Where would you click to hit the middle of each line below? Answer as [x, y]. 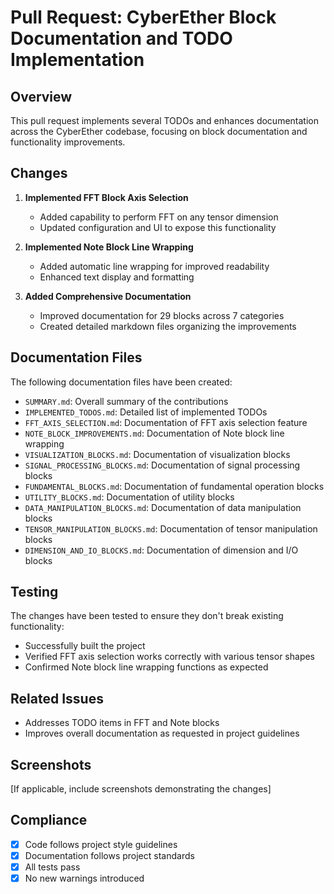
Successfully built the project [85, 646]
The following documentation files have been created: [121, 382]
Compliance [49, 820]
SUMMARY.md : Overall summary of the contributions [126, 401]
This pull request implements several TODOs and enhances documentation [164, 120]
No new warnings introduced [84, 878]
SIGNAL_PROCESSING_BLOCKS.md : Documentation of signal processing [162, 465]
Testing [34, 592]
